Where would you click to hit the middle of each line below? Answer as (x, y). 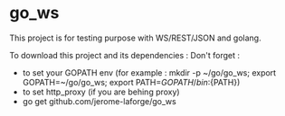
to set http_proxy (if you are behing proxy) (101, 92)
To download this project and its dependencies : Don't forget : (125, 55)
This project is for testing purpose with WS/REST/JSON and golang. (135, 38)
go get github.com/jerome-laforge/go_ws (99, 101)
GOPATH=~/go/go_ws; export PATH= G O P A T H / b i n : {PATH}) (131, 82)
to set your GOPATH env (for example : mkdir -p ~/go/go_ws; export (149, 72)
